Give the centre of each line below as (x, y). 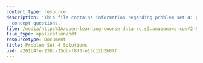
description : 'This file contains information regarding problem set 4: (100, 17)
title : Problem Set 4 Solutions (47, 46)
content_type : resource (36, 12)
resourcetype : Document (36, 40)
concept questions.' (37, 23)
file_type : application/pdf (42, 34)
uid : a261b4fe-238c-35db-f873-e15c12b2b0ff (62, 51)
